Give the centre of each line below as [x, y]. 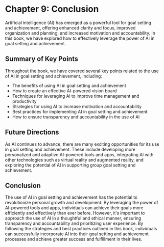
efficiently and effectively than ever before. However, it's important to [75, 213]
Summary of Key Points [42, 59]
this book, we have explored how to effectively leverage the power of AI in [80, 38]
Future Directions [32, 132]
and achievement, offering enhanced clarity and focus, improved [70, 27]
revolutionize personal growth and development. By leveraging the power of [82, 203]
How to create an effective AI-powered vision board [64, 91]
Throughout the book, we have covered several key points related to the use [82, 71]
